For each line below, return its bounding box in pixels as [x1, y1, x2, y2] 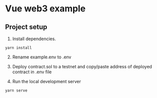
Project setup [5, 23, 48, 31]
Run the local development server [12, 79, 81, 84]
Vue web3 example [5, 3, 86, 14]
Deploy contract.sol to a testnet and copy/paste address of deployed [12, 64, 152, 69]
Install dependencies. [12, 36, 56, 42]
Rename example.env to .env [12, 54, 72, 60]
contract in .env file [12, 69, 52, 75]
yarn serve [5, 88, 28, 93]
